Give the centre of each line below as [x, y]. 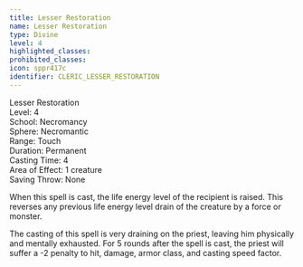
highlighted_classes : [50, 52]
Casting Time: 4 [39, 160]
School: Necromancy [48, 121]
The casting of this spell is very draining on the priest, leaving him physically [152, 234]
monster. [26, 216]
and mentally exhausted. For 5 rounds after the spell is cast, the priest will [147, 243]
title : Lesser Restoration [60, 18]
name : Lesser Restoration [58, 26]
